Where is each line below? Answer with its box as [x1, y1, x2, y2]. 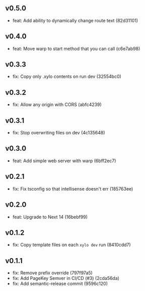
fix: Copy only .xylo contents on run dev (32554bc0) [12, 73, 122, 80]
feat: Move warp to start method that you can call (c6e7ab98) [12, 45, 140, 52]
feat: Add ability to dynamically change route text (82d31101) [12, 17, 138, 23]
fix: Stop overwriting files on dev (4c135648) [12, 130, 105, 136]
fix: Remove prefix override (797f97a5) [12, 270, 93, 276]
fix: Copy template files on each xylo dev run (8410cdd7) [12, 242, 131, 248]
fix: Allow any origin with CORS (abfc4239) [12, 102, 102, 108]
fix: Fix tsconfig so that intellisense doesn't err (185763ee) [12, 185, 133, 191]
